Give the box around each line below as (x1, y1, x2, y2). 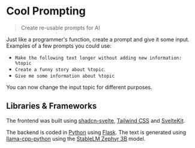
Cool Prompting (6, 4, 86, 18)
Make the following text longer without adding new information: (14, 55, 182, 61)
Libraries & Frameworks (6, 101, 97, 111)
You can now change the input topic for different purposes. (6, 83, 153, 91)
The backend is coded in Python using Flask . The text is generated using (6, 128, 187, 136)
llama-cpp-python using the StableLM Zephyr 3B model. (6, 135, 146, 142)
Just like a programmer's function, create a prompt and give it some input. (6, 35, 190, 43)
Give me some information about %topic (14, 73, 115, 79)
